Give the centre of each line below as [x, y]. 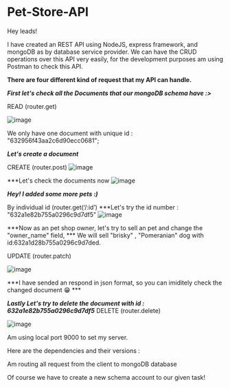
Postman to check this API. [45, 66]
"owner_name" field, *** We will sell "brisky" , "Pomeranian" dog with [106, 235]
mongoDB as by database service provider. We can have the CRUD [102, 52]
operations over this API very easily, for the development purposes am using [115, 59]
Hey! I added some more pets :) [53, 194]
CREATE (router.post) [37, 167]
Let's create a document [43, 154]
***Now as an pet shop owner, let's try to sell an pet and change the [105, 227]
